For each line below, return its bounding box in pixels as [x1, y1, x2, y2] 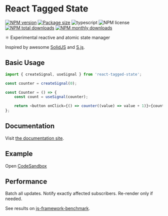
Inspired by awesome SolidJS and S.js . [5, 44, 85, 50]
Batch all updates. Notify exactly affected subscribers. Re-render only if [5, 191, 153, 197]
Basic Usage [5, 58, 45, 67]
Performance [5, 178, 47, 186]
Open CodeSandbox [5, 163, 47, 169]
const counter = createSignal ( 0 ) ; [5, 81, 77, 86]
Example [5, 150, 33, 158]
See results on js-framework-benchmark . [5, 206, 90, 212]
